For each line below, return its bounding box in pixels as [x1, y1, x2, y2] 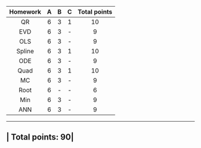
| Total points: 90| [6, 132, 74, 143]
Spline [16, 47, 34, 55]
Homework [9, 8, 41, 16]
